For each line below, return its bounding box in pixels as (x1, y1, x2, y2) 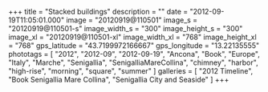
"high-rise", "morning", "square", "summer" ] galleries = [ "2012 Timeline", (8, 66, 254, 75)
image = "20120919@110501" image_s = (66, 15, 198, 25)
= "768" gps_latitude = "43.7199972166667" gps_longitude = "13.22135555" (8, 41, 260, 50)
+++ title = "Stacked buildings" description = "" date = (8, 7, 189, 16)
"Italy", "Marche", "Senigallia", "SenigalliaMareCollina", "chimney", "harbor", (8, 58, 258, 67)
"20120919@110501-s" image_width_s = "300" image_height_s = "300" (8, 24, 243, 33)
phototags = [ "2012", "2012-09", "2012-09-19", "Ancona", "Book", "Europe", (8, 50, 261, 58)
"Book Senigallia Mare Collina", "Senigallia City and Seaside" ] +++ (8, 75, 229, 84)
